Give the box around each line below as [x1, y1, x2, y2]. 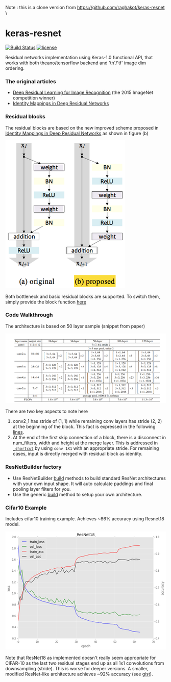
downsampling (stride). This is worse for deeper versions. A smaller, [5, 666, 149, 672]
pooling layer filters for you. [12, 486, 71, 492]
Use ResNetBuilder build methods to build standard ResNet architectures [12, 475, 166, 481]
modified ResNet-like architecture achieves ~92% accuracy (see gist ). [5, 671, 153, 677]
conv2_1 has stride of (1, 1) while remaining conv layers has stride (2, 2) [12, 418, 162, 424]
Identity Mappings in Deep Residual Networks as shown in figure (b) [5, 130, 149, 136]
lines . [12, 429, 25, 435]
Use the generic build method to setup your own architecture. [12, 491, 143, 497]
